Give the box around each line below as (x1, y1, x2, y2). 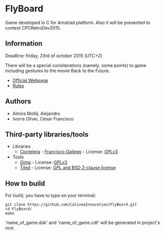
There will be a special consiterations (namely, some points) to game (5, 62, 147, 68)
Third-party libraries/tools (5, 130, 89, 138)
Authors (5, 97, 31, 105)
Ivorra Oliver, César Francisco (12, 115, 74, 121)
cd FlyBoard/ (5, 206, 32, 211)
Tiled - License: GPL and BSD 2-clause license (19, 164, 116, 170)
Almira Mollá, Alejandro (12, 110, 60, 116)
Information (5, 39, 43, 48)
